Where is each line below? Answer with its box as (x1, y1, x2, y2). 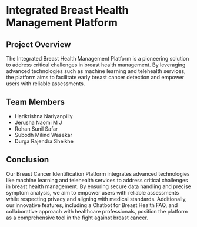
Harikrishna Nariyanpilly (14, 112, 73, 119)
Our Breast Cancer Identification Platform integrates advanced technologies (6, 170, 190, 177)
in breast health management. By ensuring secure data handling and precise (6, 183, 191, 190)
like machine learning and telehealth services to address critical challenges (6, 176, 188, 183)
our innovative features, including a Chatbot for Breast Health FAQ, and (6, 201, 178, 209)
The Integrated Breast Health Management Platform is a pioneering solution (6, 55, 189, 62)
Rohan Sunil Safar (14, 125, 58, 132)
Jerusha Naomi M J (14, 119, 62, 126)
